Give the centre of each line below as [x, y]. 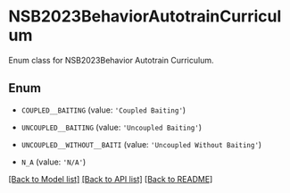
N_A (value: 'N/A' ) [54, 162]
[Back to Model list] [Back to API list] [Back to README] [111, 179]
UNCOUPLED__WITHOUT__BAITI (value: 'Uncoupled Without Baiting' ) [141, 144]
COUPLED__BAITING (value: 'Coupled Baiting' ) [104, 110]
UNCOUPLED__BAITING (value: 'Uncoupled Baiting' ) [112, 127]
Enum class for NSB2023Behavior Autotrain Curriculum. [111, 60]
